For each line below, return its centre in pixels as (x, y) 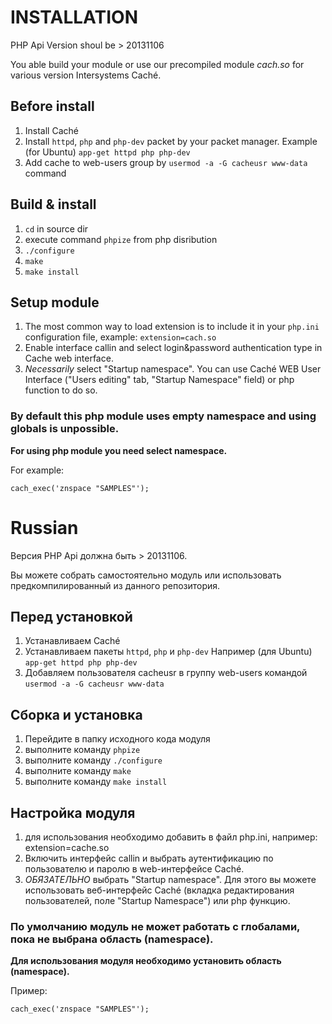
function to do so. (61, 390)
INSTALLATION (74, 17)
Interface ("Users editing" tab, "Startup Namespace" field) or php (159, 380)
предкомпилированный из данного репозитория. (115, 585)
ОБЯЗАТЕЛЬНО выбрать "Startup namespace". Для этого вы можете (170, 880)
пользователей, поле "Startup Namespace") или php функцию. (157, 901)
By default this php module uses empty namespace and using (163, 416)
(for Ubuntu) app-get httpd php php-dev (107, 152)
